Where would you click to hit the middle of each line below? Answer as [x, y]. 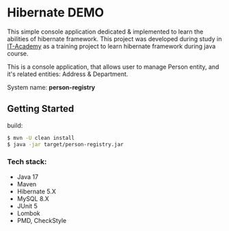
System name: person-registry [51, 87]
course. [18, 53]
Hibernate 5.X [37, 191]
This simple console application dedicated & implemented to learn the [105, 32]
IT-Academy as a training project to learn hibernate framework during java [111, 46]
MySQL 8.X [33, 198]
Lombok [29, 213]
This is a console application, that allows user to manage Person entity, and [113, 66]
